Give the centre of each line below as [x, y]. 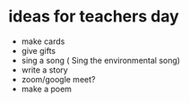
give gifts [38, 50]
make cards [43, 41]
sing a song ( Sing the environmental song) [101, 60]
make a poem [47, 89]
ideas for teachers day [94, 17]
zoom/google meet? [58, 79]
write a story [44, 70]
